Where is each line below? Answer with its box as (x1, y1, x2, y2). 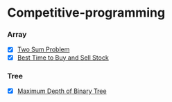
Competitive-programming (7, 5, 165, 21)
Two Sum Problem (17, 45, 70, 53)
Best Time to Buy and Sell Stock (17, 53, 109, 62)
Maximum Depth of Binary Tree (17, 87, 107, 95)
